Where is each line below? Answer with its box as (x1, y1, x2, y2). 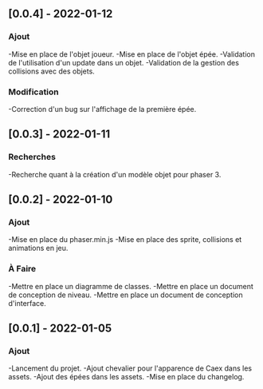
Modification (8, 86, 60, 97)
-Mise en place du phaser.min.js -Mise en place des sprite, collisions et (8, 235, 242, 244)
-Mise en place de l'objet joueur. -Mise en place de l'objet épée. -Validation (8, 49, 255, 59)
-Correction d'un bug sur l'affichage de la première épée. (8, 104, 197, 113)
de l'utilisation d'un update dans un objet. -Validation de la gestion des (8, 58, 239, 67)
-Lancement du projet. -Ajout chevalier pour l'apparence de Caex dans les (8, 363, 253, 373)
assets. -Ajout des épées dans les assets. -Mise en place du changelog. (8, 372, 245, 382)
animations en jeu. (8, 244, 69, 253)
